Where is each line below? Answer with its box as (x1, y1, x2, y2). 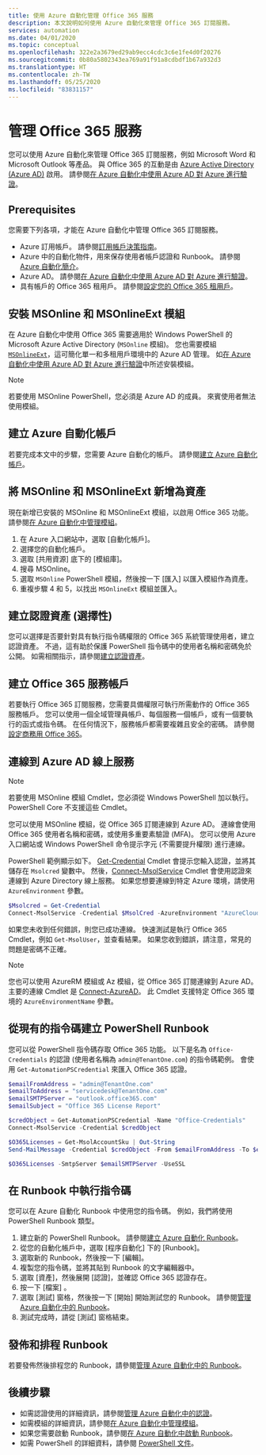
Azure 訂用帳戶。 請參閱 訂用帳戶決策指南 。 (19, 242, 161, 251)
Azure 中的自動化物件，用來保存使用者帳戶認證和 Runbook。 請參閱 (19, 251, 241, 262)
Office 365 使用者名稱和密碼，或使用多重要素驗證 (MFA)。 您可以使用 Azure (8, 830, 256, 839)
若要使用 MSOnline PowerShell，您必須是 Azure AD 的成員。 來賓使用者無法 (8, 391, 256, 401)
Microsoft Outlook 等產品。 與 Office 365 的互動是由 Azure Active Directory (8, 159, 255, 169)
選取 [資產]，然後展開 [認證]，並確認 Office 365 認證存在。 (19, 1273, 211, 1282)
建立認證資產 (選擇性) (8, 608, 112, 623)
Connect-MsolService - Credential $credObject (8, 1123, 161, 1131)
